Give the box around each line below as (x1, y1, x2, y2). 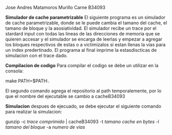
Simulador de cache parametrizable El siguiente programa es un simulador (5, 14, 166, 20)
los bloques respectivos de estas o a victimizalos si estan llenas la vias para (5, 42, 166, 48)
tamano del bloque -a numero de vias (5, 124, 86, 130)
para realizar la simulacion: (5, 109, 63, 114)
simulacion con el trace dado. (5, 52, 68, 59)
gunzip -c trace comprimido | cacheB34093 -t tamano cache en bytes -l (5, 119, 159, 125)
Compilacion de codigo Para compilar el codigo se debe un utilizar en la (5, 63, 159, 68)
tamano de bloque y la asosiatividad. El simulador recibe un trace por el (5, 25, 157, 31)
